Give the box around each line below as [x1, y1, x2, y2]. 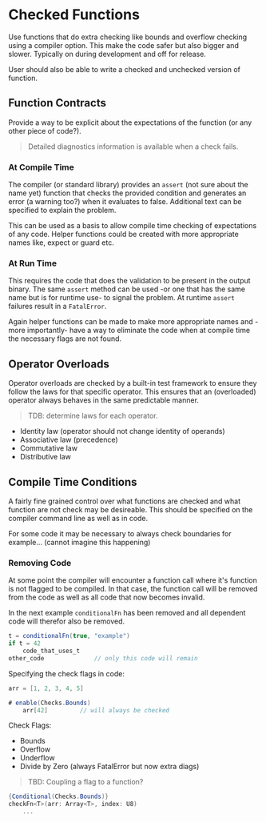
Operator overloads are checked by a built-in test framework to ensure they [8, 379, 257, 388]
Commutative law [19, 443, 78, 453]
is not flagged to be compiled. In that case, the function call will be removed [8, 584, 258, 594]
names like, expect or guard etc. [8, 238, 114, 247]
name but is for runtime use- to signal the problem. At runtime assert [8, 293, 236, 303]
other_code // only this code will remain [8, 654, 198, 662]
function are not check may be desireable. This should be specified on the [8, 504, 253, 514]
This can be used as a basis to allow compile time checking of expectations [8, 221, 257, 231]
